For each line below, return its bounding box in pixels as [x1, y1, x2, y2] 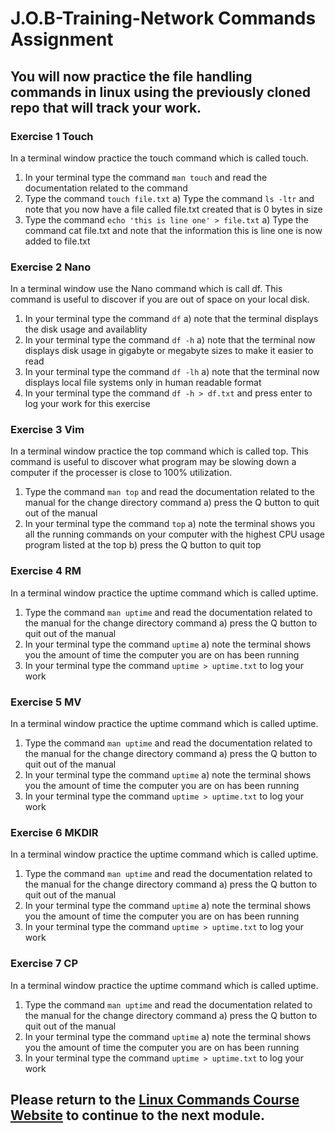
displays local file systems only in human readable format [24, 377, 262, 389]
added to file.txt [24, 235, 91, 247]
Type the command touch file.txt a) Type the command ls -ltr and [24, 192, 315, 204]
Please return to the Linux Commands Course [10, 1092, 300, 1109]
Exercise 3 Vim [10, 423, 85, 437]
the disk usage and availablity [24, 323, 148, 336]
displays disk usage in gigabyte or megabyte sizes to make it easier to [24, 345, 314, 357]
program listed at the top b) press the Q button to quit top [24, 539, 262, 551]
